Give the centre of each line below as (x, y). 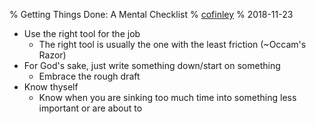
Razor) (52, 55)
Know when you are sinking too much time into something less (167, 97)
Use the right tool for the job (82, 33)
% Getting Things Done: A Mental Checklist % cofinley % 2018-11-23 (151, 14)
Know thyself (51, 87)
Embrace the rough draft (89, 76)
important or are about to (90, 108)
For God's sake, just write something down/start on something (152, 65)
